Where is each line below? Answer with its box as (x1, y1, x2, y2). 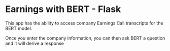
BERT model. (5, 25, 32, 31)
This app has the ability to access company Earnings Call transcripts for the (5, 20, 163, 26)
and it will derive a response (5, 40, 64, 46)
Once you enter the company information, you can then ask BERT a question (5, 35, 165, 41)
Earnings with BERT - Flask (5, 3, 121, 15)
